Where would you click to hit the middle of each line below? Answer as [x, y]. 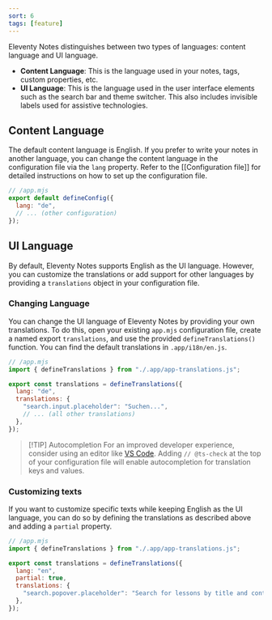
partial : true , [41, 578]
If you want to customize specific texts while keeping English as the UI [125, 509]
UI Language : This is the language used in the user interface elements [137, 88]
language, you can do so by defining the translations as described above [130, 517]
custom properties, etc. [59, 79]
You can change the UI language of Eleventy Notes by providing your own [132, 321]
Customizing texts [45, 491]
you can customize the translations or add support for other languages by [131, 274]
